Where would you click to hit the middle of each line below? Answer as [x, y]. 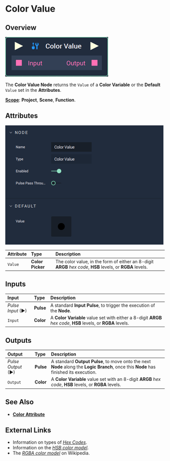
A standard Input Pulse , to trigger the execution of [103, 305]
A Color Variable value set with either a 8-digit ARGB [106, 317]
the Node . [61, 310]
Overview [21, 28]
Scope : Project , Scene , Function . [40, 100]
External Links [28, 430]
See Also [19, 402]
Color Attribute [29, 414]
